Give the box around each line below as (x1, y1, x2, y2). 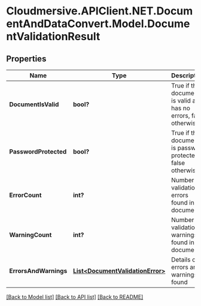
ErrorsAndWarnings (9, 267, 68, 275)
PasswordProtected (9, 148, 67, 155)
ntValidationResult (6, 30, 100, 43)
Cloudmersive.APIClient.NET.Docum (6, 4, 193, 18)
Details (171, 256, 191, 263)
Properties (6, 53, 47, 64)
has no (171, 104, 190, 112)
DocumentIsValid (9, 100, 59, 109)
